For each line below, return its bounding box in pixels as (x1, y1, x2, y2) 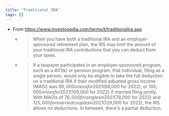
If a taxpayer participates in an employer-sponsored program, (32, 62, 162, 68)
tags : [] (5, 12, 24, 17)
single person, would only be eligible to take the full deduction (32, 72, 163, 79)
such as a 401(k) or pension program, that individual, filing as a (32, 67, 165, 73)
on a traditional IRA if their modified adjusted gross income (32, 78, 156, 84)
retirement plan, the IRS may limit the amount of (56, 41, 156, 47)
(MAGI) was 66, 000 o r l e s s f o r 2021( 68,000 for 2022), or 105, (32, 83, 157, 89)
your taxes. (32, 52, 57, 58)
